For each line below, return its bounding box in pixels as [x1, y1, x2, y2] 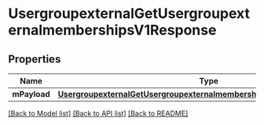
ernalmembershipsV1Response [8, 21, 217, 39]
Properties [8, 52, 61, 66]
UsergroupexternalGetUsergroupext [8, 5, 250, 23]
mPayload [12, 89, 51, 99]
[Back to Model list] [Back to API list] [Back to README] [8, 109, 189, 118]
